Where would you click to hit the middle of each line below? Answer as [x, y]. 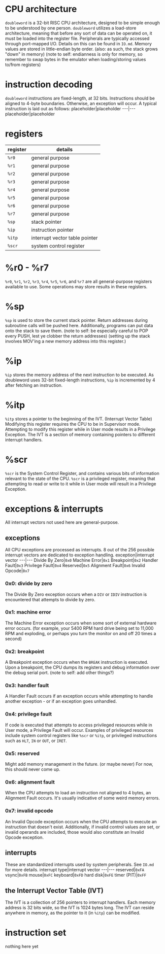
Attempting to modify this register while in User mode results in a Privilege [81, 429]
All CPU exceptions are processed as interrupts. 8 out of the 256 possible [80, 550]
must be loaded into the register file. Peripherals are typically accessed [77, 38]
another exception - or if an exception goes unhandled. [61, 701]
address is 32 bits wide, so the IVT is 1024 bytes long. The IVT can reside [80, 908]
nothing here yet [22, 947]
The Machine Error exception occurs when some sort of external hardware [81, 623]
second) [14, 639]
